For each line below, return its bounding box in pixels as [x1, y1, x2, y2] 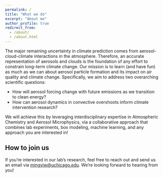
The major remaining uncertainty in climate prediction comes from [5, 48, 139, 54]
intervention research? [12, 104, 58, 110]
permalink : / [5, 7, 32, 12]
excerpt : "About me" [5, 16, 47, 21]
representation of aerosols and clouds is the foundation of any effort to [5, 58, 148, 64]
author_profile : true [5, 21, 49, 26]
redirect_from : [5, 25, 36, 30]
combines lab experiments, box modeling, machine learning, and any [5, 124, 144, 130]
